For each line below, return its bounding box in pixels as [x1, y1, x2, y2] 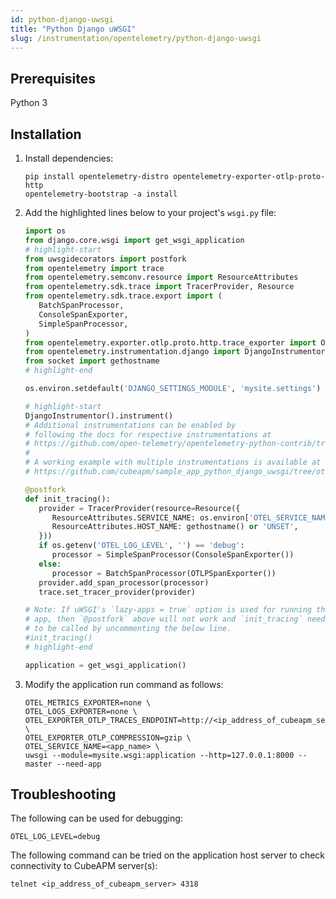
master [24, 759, 53, 769]
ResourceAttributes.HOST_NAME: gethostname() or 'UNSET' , [51, 522, 299, 532]
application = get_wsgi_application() [24, 660, 187, 670]
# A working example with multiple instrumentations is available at [24, 457, 322, 468]
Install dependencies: [24, 152, 114, 164]
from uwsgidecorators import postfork [24, 254, 187, 264]
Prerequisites [10, 70, 96, 87]
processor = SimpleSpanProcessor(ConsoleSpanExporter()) [51, 550, 295, 560]
